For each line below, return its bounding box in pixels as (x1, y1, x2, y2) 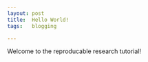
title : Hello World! (7, 16, 70, 23)
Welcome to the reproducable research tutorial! (7, 47, 142, 55)
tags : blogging (7, 22, 57, 29)
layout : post (7, 10, 45, 17)
